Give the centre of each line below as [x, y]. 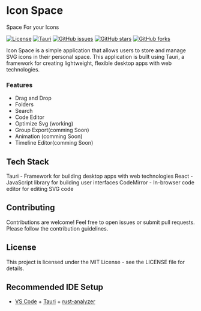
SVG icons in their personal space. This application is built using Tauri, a [95, 56]
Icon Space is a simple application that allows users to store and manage [96, 50]
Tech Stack [28, 162]
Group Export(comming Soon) [52, 130]
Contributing [31, 208]
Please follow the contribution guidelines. [57, 228]
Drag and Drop [33, 98]
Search [24, 111]
